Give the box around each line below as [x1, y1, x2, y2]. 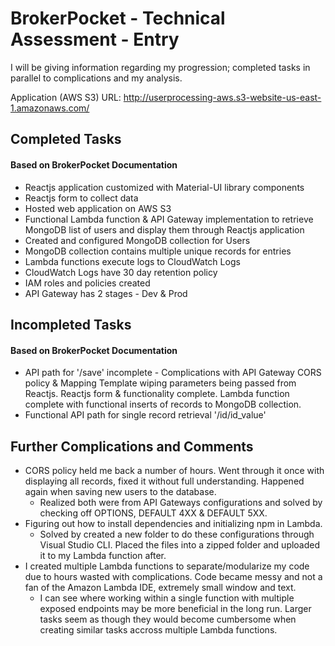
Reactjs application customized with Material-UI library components [24, 181, 305, 193]
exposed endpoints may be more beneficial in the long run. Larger [39, 602, 312, 614]
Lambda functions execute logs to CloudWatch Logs [24, 255, 241, 267]
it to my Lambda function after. [39, 549, 167, 561]
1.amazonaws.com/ [10, 102, 90, 114]
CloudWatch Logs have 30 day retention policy [24, 266, 218, 278]
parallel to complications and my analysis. [10, 72, 183, 84]
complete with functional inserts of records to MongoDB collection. [24, 398, 302, 411]
